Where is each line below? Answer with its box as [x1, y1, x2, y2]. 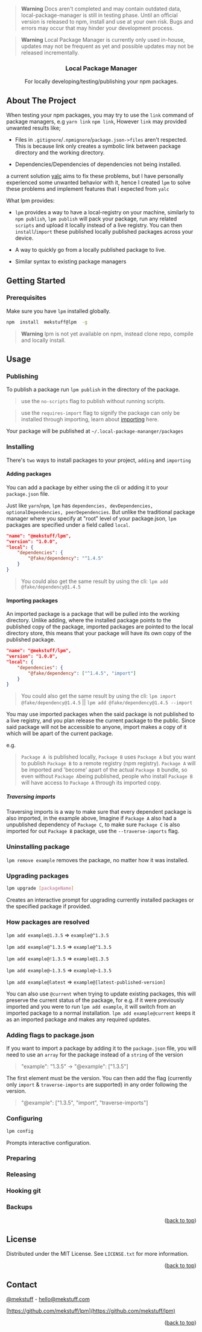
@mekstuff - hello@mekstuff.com [6, 1296, 90, 1303]
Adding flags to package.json [6, 1030, 95, 1039]
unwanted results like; [6, 124, 62, 132]
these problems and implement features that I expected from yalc [6, 185, 169, 193]
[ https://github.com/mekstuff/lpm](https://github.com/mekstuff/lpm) [6, 1307, 176, 1314]
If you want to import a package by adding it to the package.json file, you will [6, 1044, 197, 1052]
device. [14, 234, 34, 242]
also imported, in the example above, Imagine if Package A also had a [6, 814, 177, 822]
